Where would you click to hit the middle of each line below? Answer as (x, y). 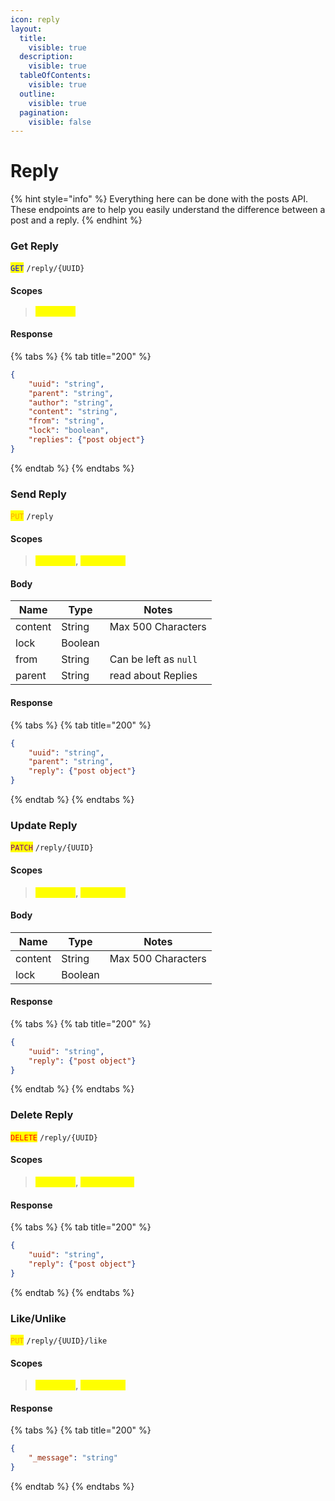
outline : (37, 94)
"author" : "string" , (71, 402)
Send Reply (38, 494)
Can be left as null (153, 659)
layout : (26, 29)
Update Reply (44, 825)
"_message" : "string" (73, 1458)
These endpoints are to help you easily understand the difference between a (168, 210)
